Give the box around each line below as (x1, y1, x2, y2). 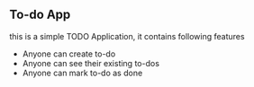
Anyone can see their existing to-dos (22, 57, 160, 68)
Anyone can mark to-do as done (22, 67, 143, 78)
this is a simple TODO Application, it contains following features (9, 30, 245, 41)
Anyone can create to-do (22, 48, 116, 59)
